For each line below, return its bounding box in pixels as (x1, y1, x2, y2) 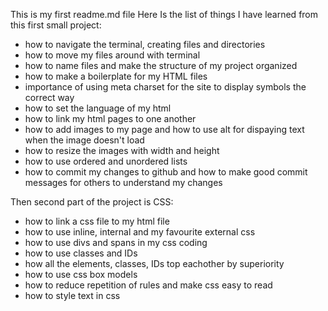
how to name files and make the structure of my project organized (24, 60, 298, 71)
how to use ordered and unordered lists (24, 155, 188, 167)
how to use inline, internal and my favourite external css (24, 226, 256, 238)
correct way (24, 92, 75, 103)
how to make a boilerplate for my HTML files (24, 70, 208, 82)
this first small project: (10, 19, 102, 31)
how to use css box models (24, 269, 138, 280)
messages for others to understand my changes (24, 177, 223, 188)
